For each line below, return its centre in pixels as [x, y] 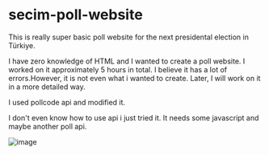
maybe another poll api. [48, 126]
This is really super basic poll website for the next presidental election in [128, 37]
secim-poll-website [76, 15]
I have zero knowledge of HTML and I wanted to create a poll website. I [127, 61]
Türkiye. [22, 45]
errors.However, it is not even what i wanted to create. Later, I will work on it [134, 78]
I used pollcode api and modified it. [67, 102]
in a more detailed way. [47, 87]
